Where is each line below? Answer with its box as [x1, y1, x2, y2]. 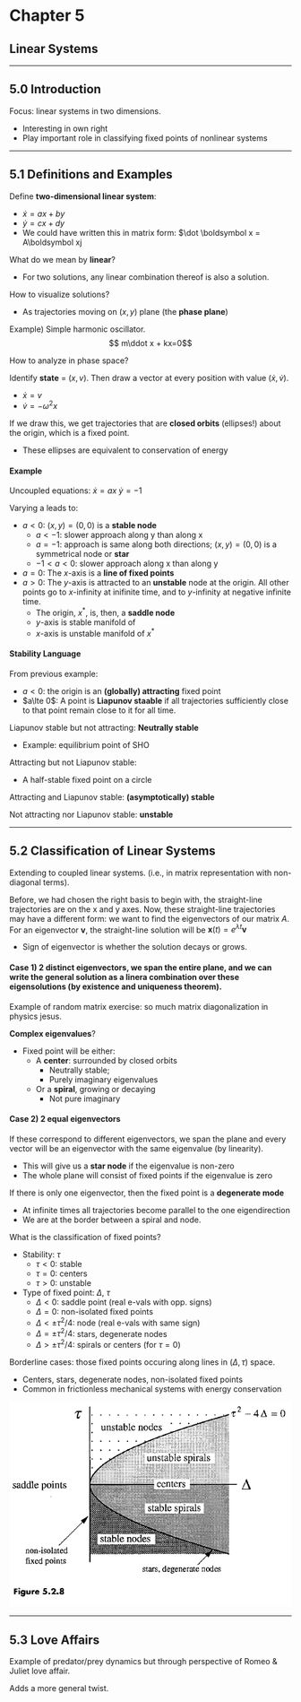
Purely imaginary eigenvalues [48, 1073, 159, 1085]
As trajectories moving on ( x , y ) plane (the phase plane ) [21, 306, 228, 317]
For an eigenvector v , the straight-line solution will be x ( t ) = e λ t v [9, 923, 247, 935]
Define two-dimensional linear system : [9, 190, 157, 202]
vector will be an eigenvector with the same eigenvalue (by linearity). [9, 1142, 264, 1153]
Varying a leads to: [9, 503, 79, 514]
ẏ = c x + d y [21, 217, 65, 229]
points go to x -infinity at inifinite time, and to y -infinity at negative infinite [21, 586, 291, 597]
